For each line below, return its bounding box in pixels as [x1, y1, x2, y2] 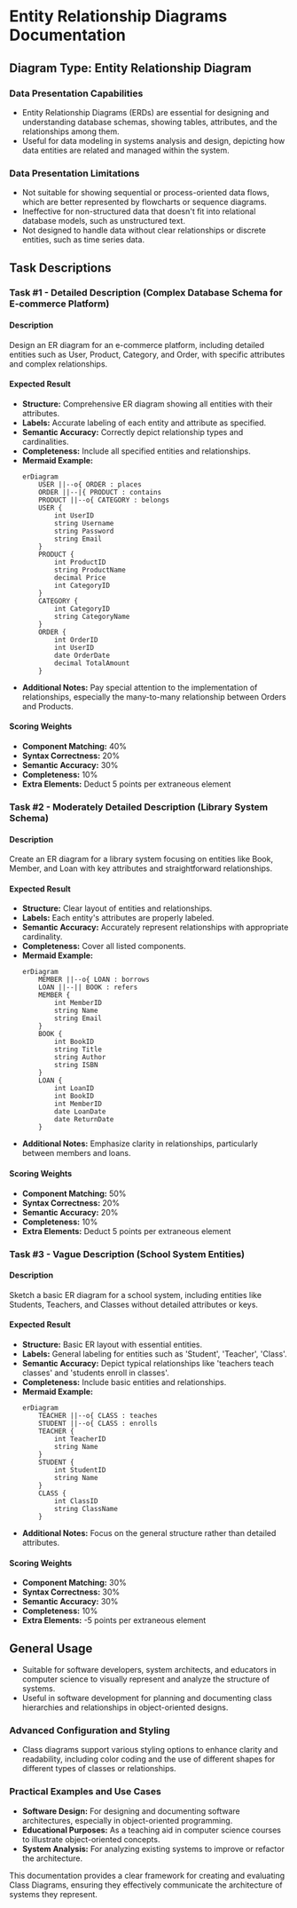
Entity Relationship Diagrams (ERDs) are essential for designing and [21, 107, 270, 117]
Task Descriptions [9, 260, 113, 275]
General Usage [9, 1641, 93, 1656]
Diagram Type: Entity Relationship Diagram [9, 60, 252, 75]
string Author [54, 1053, 106, 1062]
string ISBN [54, 1061, 98, 1070]
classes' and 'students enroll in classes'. [21, 1367, 170, 1378]
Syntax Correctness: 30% [21, 1587, 121, 1597]
